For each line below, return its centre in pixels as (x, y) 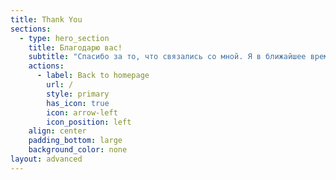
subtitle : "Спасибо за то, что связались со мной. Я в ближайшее (167, 57)
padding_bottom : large (75, 141)
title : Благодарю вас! (75, 47)
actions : (46, 66)
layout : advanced (46, 159)
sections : (31, 29)
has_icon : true (78, 103)
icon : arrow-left (82, 112)
